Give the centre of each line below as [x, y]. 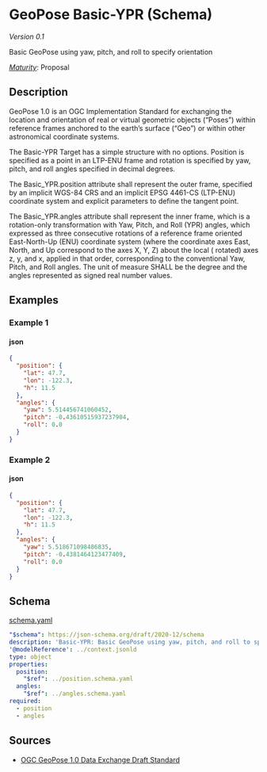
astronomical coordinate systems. [64, 136]
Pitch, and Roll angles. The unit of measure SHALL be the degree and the [128, 266]
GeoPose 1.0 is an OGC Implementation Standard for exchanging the [120, 111]
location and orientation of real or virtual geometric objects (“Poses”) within [132, 120]
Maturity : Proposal [39, 67]
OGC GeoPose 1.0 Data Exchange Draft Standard [100, 759]
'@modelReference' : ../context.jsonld [73, 649]
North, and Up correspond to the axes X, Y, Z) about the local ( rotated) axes [134, 250]
